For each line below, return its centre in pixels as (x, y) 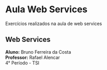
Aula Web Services (46, 9)
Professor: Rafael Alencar (33, 57)
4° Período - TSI (22, 63)
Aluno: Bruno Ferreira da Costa (38, 52)
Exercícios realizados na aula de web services (54, 24)
